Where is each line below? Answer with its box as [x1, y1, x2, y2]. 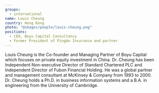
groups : [5, 7, 21, 12]
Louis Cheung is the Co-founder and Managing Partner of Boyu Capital [5, 52, 147, 57]
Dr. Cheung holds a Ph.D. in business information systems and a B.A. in [5, 77, 147, 83]
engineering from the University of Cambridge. [5, 82, 98, 88]
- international [9, 12, 42, 16]
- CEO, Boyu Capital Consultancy [9, 34, 77, 39]
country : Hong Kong [5, 20, 45, 26]
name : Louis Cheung [5, 16, 45, 21]
